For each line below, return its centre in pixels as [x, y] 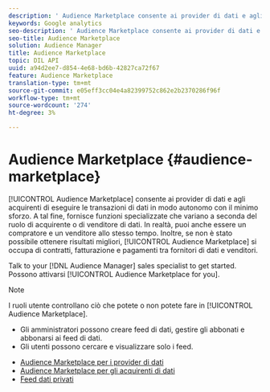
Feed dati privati [47, 379]
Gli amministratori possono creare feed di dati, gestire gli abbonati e [132, 329]
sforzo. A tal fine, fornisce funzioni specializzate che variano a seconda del [133, 216]
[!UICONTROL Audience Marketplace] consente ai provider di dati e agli [127, 198]
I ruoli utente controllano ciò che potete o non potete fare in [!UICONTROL [131, 305]
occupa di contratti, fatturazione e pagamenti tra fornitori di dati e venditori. [133, 250]
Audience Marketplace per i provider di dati [92, 361]
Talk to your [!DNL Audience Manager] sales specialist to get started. [123, 265]
